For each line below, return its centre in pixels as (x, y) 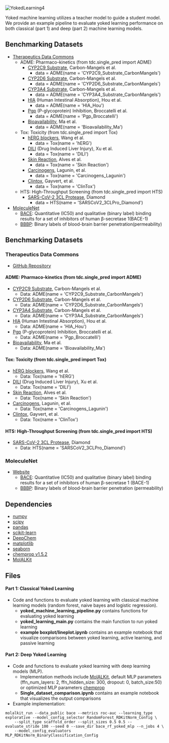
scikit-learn (24, 533)
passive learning (37, 643)
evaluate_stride (22, 727)
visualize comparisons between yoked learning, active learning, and (91, 637)
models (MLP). (28, 671)
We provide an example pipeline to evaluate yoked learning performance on (84, 23)
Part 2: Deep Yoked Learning (36, 655)
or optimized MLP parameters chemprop (62, 688)
